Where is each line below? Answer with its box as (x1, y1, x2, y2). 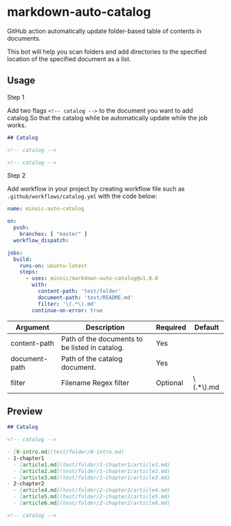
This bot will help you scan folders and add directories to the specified (7, 47, 207, 56)
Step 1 (7, 93, 25, 101)
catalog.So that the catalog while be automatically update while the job (7, 113, 208, 122)
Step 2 (7, 171, 26, 179)
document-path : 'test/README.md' (37, 294, 134, 301)
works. (7, 121, 27, 129)
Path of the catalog (60, 353, 122, 363)
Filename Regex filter (60, 377, 129, 387)
